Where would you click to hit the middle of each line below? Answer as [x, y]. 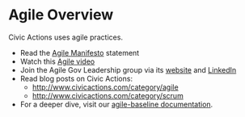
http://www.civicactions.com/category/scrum [108, 95]
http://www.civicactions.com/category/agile [106, 87]
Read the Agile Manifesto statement [80, 52]
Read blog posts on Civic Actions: [76, 78]
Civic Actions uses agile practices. [66, 37]
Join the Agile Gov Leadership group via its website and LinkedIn [128, 69]
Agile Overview [61, 15]
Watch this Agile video [57, 61]
